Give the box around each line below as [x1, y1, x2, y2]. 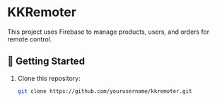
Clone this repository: [17, 74, 81, 82]
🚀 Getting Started [7, 56, 86, 68]
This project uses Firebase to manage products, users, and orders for [7, 27, 210, 36]
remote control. [7, 34, 52, 43]
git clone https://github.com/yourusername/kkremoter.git [17, 87, 192, 95]
